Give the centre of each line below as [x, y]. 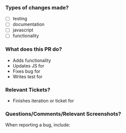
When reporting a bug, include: [38, 125]
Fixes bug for [26, 71]
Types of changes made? [37, 8]
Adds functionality [32, 60]
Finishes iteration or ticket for [43, 101]
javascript [23, 30]
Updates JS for [28, 65]
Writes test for [27, 76]
